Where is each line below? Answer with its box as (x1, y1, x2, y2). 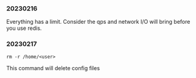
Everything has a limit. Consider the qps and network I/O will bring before (6, 18, 191, 26)
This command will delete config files (6, 64, 100, 71)
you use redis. (6, 24, 42, 32)
